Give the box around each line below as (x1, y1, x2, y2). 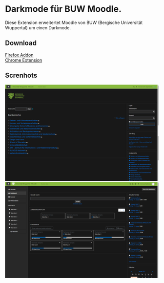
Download (5, 39, 37, 47)
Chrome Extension (5, 57, 42, 63)
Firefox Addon (5, 52, 34, 58)
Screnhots (5, 71, 38, 80)
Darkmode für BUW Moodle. (5, 3, 122, 15)
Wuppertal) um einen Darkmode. (5, 24, 71, 30)
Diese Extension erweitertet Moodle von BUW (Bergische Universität (5, 20, 143, 25)
